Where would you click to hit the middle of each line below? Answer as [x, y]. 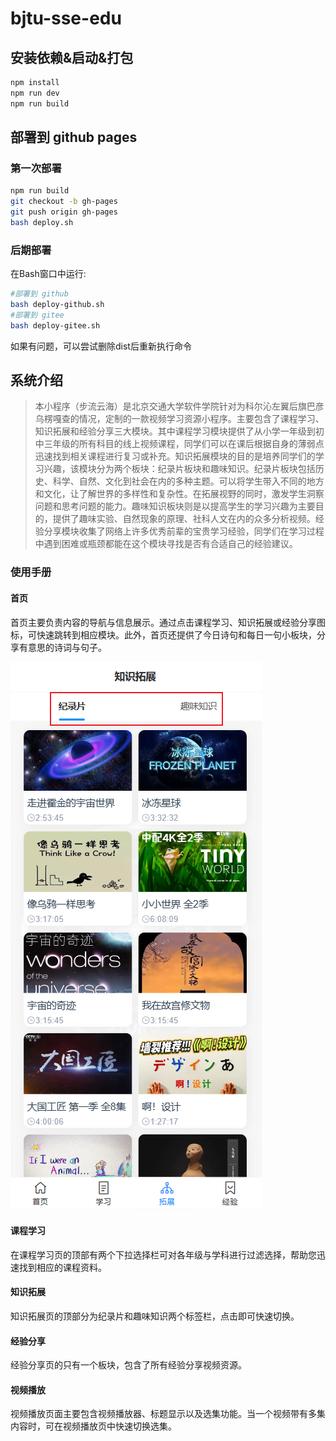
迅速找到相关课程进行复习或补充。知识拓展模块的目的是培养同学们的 [175, 456]
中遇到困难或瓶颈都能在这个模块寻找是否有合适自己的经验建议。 [166, 544]
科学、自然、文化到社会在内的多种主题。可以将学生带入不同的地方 [188, 481]
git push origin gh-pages [64, 212]
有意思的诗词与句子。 [62, 647]
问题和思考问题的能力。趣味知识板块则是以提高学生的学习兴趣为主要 [175, 506]
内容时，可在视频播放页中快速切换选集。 [93, 1426]
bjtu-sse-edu [66, 18]
